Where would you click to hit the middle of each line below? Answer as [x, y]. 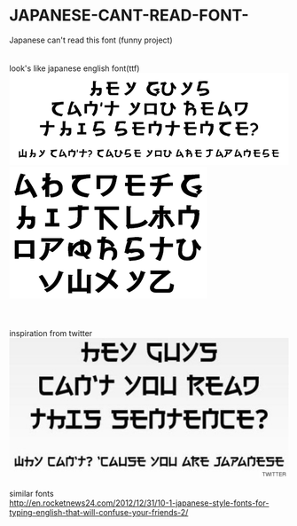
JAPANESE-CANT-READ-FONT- [129, 16]
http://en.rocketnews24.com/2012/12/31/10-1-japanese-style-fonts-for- [139, 503]
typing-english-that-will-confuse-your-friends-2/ [99, 513]
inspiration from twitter [51, 334]
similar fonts [32, 494]
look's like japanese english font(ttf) [74, 68]
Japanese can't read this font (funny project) [91, 40]
